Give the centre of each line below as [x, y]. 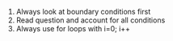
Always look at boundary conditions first [83, 12]
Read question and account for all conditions [91, 20]
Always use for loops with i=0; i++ [73, 29]
